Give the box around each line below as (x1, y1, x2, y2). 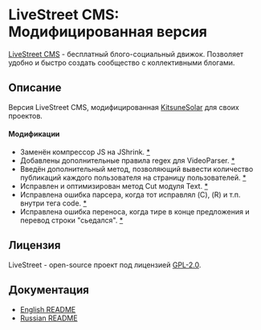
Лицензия (8, 238, 61, 252)
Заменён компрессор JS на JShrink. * (19, 147, 151, 157)
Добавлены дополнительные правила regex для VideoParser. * (19, 155, 235, 165)
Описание (8, 81, 62, 95)
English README (19, 304, 76, 314)
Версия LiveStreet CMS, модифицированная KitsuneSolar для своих (8, 102, 239, 112)
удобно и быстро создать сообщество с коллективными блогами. (8, 58, 235, 67)
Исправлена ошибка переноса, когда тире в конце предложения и (19, 206, 250, 216)
